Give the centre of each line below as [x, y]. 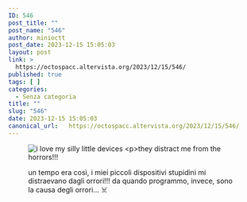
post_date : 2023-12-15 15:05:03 [62, 45]
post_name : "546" [37, 30]
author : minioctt [37, 38]
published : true [35, 74]
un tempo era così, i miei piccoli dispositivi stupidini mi [117, 172]
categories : [28, 89]
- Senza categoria [46, 97]
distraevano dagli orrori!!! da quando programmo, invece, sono [130, 181]
